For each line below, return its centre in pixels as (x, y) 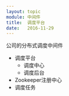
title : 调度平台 (26, 22)
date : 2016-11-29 (30, 28)
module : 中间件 (23, 17)
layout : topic (24, 11)
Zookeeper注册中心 (38, 80)
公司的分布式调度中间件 (34, 45)
